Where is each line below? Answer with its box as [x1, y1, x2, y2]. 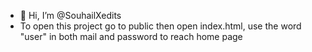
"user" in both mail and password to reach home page [19, 31, 243, 42]
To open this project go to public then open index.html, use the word [19, 20, 302, 32]
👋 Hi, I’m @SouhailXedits [19, 10, 122, 21]
